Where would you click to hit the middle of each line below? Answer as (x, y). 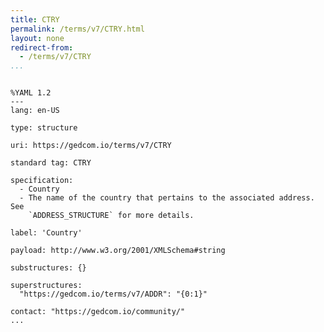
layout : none (37, 38)
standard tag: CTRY (51, 163)
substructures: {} (48, 268)
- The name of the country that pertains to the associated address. (167, 198)
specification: (42, 181)
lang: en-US (35, 111)
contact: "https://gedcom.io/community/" (98, 312)
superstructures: (46, 286)
